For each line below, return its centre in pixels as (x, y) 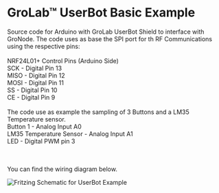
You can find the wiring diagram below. (62, 169)
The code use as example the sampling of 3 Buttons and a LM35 (99, 112)
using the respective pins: (44, 46)
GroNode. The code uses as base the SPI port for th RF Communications (110, 38)
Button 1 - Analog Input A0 (45, 126)
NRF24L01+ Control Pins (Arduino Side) (63, 60)
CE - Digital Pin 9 (31, 97)
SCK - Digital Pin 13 (35, 68)
